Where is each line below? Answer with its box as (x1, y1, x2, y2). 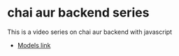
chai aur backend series (7, 5, 150, 21)
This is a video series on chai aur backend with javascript (7, 28, 173, 36)
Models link (17, 41, 51, 49)
